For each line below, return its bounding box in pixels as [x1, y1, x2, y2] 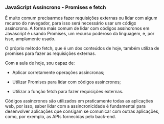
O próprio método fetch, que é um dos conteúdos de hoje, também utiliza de [5, 46, 160, 51]
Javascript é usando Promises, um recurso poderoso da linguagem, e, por [5, 31, 155, 37]
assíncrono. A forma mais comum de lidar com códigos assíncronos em [5, 25, 150, 31]
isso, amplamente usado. [5, 36, 56, 42]
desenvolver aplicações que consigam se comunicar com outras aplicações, [5, 108, 160, 114]
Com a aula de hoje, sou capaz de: [5, 60, 75, 66]
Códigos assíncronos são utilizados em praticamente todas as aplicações [5, 98, 153, 104]
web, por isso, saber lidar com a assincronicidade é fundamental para [5, 103, 146, 109]
